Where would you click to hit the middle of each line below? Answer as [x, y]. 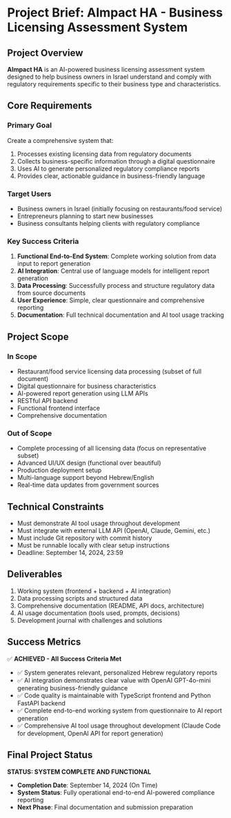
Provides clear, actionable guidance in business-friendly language [111, 176]
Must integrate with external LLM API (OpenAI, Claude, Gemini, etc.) [114, 531]
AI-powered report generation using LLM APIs [82, 393]
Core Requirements [50, 106]
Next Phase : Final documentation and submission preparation [105, 807]
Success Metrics [44, 642]
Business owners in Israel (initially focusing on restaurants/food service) [120, 208]
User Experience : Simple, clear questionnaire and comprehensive [111, 300]
